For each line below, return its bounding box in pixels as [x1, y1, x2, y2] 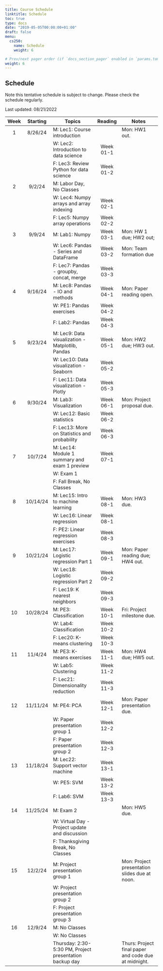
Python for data [52, 166, 88, 173]
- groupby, [52, 268, 78, 275]
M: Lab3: [52, 396, 73, 403]
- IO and [52, 288, 73, 295]
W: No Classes [52, 932, 86, 939]
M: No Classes [52, 924, 86, 931]
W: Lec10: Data [52, 356, 88, 363]
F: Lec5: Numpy [52, 214, 89, 221]
